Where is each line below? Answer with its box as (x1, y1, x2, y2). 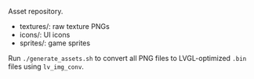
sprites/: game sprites (19, 38, 91, 48)
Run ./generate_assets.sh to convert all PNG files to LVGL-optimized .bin (8, 54, 247, 63)
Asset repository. (8, 7, 63, 16)
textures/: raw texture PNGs (19, 22, 110, 31)
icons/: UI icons (19, 31, 71, 39)
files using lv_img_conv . (8, 62, 85, 71)
